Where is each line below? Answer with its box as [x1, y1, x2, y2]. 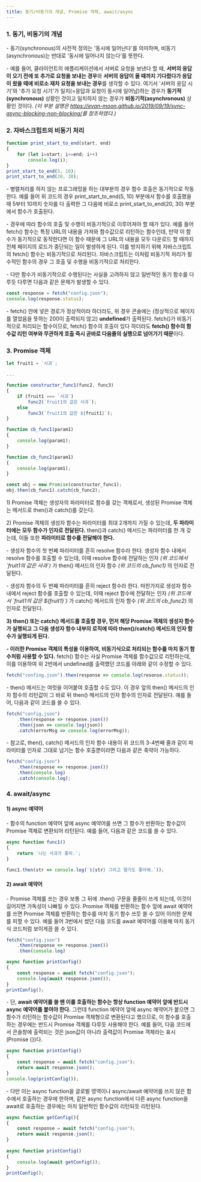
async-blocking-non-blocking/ [6, 109, 83, 117]
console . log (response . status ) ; [6, 296, 85, 302]
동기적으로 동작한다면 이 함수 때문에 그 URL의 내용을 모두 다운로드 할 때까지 [17, 235, 194, 243]
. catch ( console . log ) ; [17, 776, 71, 782]
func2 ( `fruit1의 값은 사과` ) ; [28, 399, 97, 405]
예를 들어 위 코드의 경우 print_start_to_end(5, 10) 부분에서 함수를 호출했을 [19, 193, 192, 200]
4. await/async [6, 789, 51, 798]
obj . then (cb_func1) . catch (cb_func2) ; [6, 487, 101, 493]
